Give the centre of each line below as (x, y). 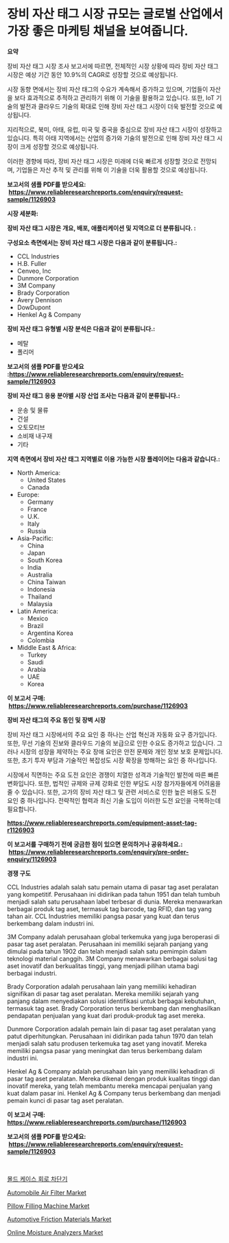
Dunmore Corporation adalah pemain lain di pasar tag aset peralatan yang (111, 1028)
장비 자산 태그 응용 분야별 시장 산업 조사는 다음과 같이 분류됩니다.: (94, 396)
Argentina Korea (50, 633)
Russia (37, 531)
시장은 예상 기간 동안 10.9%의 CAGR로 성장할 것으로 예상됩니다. (93, 74)
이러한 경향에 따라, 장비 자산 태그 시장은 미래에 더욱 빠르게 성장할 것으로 (103, 161)
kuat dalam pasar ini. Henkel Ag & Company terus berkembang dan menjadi (114, 1093)
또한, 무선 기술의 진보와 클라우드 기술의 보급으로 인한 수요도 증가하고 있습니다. (111, 743)
